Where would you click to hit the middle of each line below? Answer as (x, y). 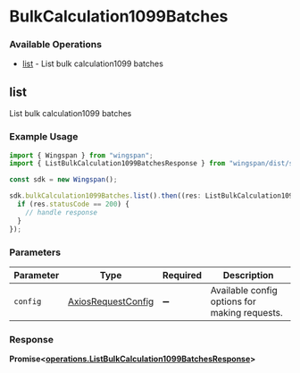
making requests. (246, 312)
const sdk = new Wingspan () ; (63, 180)
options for (233, 301)
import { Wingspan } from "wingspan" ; (81, 155)
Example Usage (44, 137)
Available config (244, 290)
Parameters (35, 252)
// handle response (62, 212)
